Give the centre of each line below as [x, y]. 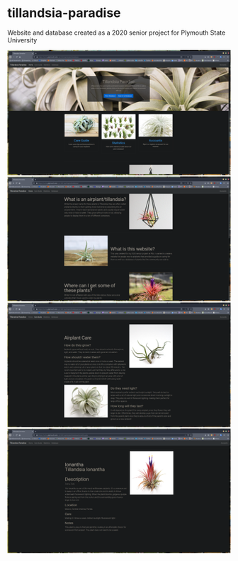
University [22, 40]
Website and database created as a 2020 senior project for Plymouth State [117, 33]
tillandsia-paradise [64, 13]
